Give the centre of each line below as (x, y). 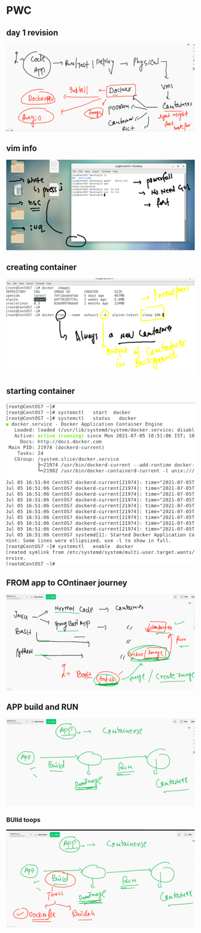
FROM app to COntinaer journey (67, 583)
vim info (22, 149)
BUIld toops (23, 820)
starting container (41, 391)
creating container (42, 267)
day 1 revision (32, 33)
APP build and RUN (42, 707)
